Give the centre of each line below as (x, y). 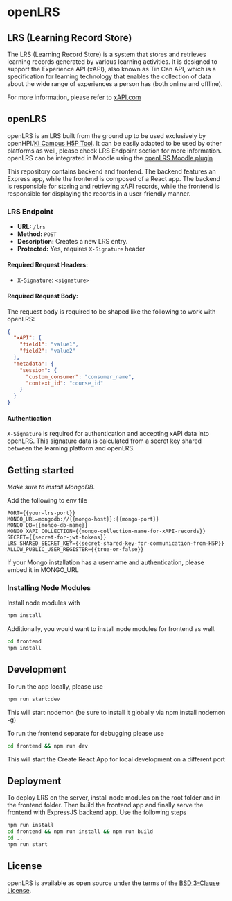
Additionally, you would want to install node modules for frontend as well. (111, 629)
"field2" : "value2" (48, 351)
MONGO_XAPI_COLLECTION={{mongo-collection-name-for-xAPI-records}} (107, 532)
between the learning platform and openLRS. (71, 448)
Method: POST (37, 234)
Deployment (34, 781)
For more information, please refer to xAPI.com (74, 97)
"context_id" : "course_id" (64, 383)
